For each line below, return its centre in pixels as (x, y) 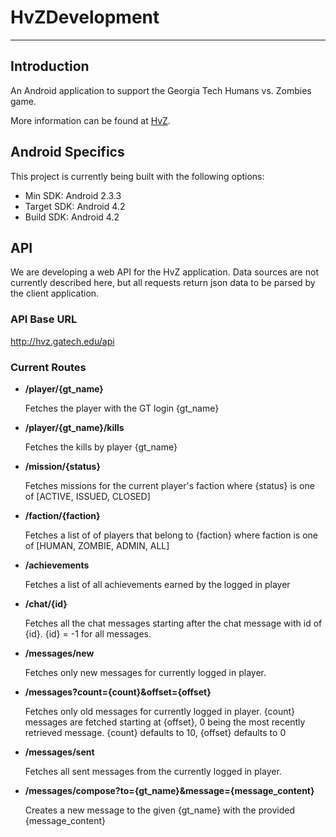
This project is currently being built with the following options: (137, 176)
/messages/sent (59, 752)
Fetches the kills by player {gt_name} (101, 447)
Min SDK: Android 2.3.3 (73, 195)
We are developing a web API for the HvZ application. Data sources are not (164, 272)
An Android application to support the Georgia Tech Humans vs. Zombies (161, 90)
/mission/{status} (62, 466)
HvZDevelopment (85, 17)
